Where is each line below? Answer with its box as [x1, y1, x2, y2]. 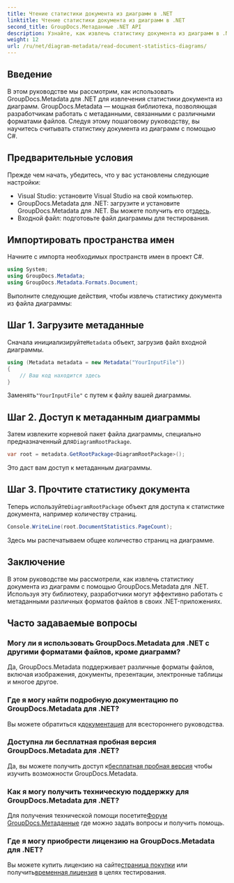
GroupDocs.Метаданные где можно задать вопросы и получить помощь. [7, 819, 225, 827]
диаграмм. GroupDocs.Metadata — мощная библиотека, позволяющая [7, 102, 217, 110]
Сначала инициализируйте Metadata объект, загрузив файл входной [7, 338, 207, 346]
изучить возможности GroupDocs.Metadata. [7, 769, 138, 777]
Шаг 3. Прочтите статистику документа [7, 484, 190, 496]
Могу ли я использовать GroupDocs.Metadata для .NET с [7, 638, 210, 647]
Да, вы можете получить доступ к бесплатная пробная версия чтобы [7, 761, 212, 770]
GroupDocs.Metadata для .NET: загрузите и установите [17, 199, 180, 207]
